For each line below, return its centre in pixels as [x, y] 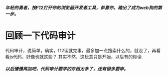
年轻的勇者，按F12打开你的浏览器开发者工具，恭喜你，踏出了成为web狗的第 [83, 7]
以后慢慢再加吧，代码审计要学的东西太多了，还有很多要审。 [67, 69]
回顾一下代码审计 [41, 36]
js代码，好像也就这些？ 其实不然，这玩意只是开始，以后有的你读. [76, 57]
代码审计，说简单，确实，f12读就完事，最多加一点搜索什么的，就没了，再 [81, 50]
